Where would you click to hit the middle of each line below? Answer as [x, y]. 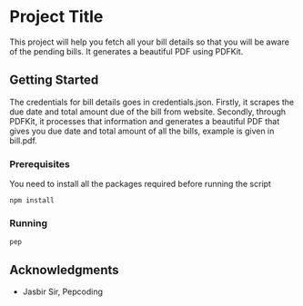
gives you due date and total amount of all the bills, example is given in [142, 131]
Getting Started [54, 80]
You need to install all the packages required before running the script [140, 184]
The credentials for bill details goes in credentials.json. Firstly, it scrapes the [152, 102]
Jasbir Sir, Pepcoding [62, 291]
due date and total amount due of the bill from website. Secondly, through [148, 112]
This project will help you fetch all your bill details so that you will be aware [149, 42]
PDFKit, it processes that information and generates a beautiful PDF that [145, 121]
